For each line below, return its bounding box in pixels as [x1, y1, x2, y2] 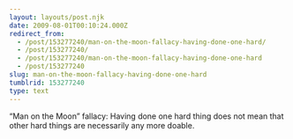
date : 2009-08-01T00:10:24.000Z [9, 21, 128, 30]
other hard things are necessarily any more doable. [9, 120, 195, 130]
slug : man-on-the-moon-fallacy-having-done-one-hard [9, 70, 207, 79]
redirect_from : [9, 29, 65, 38]
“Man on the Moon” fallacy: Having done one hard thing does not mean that [9, 111, 284, 121]
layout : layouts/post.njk [9, 12, 104, 22]
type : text [9, 86, 49, 95]
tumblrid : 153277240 [9, 78, 86, 87]
